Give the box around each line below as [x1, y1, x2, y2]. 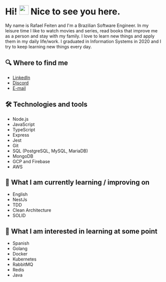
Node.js [12, 116, 29, 122]
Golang [12, 246, 27, 252]
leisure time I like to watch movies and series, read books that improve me [5, 27, 158, 33]
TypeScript [12, 126, 35, 132]
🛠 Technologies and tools [5, 100, 87, 109]
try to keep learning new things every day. [5, 43, 92, 49]
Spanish [12, 240, 29, 247]
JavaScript [12, 121, 35, 127]
